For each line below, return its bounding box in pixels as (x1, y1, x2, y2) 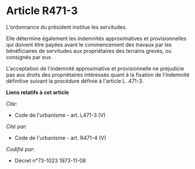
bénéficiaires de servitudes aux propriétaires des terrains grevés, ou (6, 47, 172, 54)
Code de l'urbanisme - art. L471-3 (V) (14, 111, 106, 119)
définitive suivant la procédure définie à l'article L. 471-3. (6, 77, 144, 84)
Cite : (6, 100, 18, 107)
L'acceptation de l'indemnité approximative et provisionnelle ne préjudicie (6, 65, 184, 72)
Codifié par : (6, 146, 35, 153)
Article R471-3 (6, 4, 78, 18)
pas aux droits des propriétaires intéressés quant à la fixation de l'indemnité (6, 71, 190, 78)
